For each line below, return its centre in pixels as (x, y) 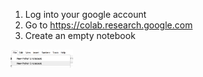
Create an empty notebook (80, 35)
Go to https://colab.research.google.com (108, 25)
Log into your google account (85, 14)
